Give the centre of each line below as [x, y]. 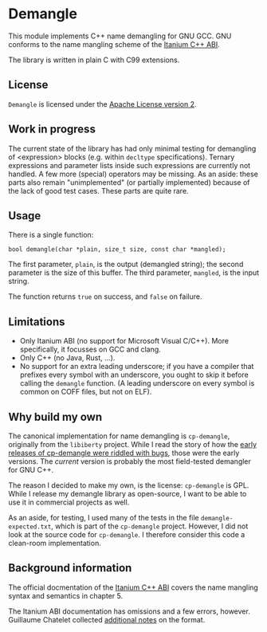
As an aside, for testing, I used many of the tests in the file [104, 518]
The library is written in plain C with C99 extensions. [94, 60]
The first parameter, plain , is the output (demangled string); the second [126, 265]
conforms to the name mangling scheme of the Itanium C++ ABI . [114, 44]
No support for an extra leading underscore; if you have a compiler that [137, 367]
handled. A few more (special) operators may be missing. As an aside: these [133, 174]
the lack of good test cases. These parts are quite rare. [98, 190]
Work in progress [52, 130]
